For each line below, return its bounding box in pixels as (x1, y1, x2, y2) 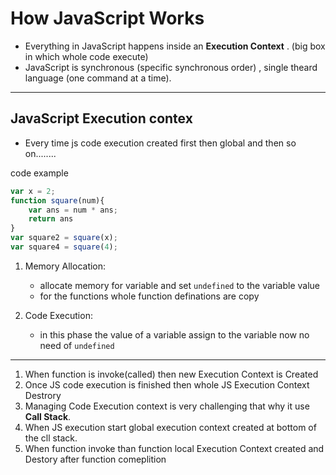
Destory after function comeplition (24, 453, 167, 465)
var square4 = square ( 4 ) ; (10, 242, 118, 252)
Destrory (24, 389, 62, 401)
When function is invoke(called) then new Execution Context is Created (24, 368, 319, 380)
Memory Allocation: (24, 260, 107, 272)
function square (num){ (10, 195, 105, 206)
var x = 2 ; (10, 186, 56, 196)
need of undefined (39, 339, 115, 351)
